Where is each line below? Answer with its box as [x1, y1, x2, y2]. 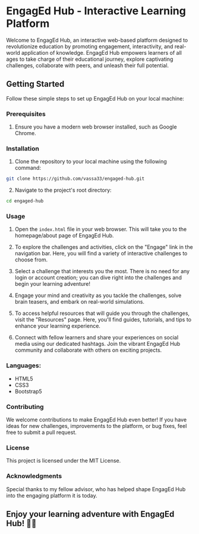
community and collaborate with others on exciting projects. [14, 346, 162, 354]
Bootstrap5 [14, 388, 43, 395]
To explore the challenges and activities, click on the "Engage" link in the [14, 243, 193, 251]
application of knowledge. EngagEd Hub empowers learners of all [21, 49, 182, 56]
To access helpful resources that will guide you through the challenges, [14, 310, 190, 317]
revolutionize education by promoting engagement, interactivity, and [6, 43, 173, 50]
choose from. [14, 256, 48, 263]
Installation [6, 144, 40, 152]
